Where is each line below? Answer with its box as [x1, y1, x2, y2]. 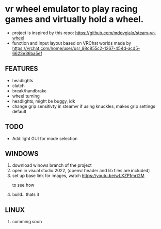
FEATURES [5, 65, 38, 73]
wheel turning [12, 93, 40, 99]
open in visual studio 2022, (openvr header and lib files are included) [12, 168, 150, 174]
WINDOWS [5, 149, 39, 158]
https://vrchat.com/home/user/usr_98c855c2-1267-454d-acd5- [12, 45, 140, 51]
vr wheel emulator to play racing [5, 3, 138, 15]
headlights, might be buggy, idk [12, 98, 75, 104]
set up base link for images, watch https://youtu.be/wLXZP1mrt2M [12, 173, 145, 178]
